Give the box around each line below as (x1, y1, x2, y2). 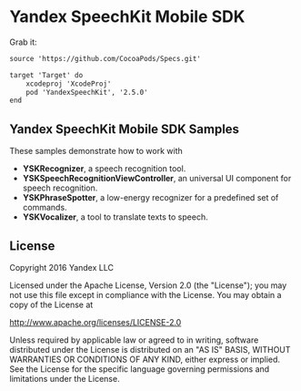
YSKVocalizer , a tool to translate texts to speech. (22, 211, 208, 222)
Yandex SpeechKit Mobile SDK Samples (9, 121, 239, 137)
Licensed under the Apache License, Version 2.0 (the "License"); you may (9, 280, 287, 291)
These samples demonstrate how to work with (9, 146, 184, 157)
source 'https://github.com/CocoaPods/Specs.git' (9, 54, 202, 63)
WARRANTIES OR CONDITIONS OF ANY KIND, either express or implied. (9, 354, 280, 365)
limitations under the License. (9, 373, 120, 384)
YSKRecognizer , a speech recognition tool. (22, 163, 186, 174)
